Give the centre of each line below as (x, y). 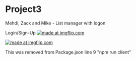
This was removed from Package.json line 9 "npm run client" (68, 52)
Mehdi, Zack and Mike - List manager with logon (55, 23)
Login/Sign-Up (21, 32)
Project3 (23, 9)
